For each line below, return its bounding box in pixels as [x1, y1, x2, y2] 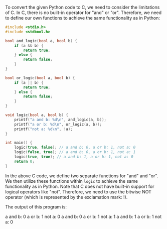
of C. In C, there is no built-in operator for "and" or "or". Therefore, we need [5, 10, 162, 16]
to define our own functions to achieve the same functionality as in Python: [5, 15, 160, 21]
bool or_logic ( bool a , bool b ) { [5, 75, 75, 80]
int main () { [5, 140, 33, 145]
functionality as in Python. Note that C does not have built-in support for [5, 183, 154, 189]
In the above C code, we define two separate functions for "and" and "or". [5, 173, 158, 179]
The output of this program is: [5, 203, 67, 210]
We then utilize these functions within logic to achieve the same [5, 178, 138, 184]
